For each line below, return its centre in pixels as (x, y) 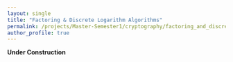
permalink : (23, 26)
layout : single (29, 13)
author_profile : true (38, 33)
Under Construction (36, 52)
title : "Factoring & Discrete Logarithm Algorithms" (85, 20)
